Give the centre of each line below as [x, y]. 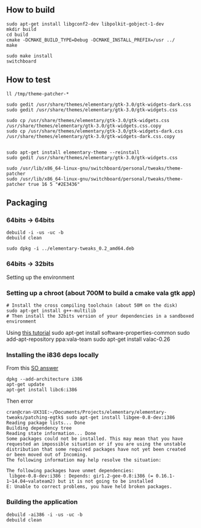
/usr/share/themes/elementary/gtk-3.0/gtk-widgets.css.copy [84, 126]
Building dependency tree [39, 428]
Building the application [42, 502]
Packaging [27, 203]
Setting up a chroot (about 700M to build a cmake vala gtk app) [101, 293]
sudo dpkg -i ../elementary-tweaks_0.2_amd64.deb [70, 249]
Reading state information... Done [51, 434]
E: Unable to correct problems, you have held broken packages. [89, 487]
